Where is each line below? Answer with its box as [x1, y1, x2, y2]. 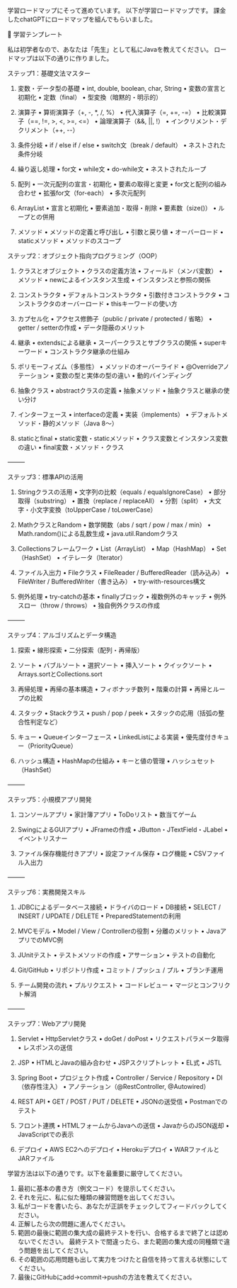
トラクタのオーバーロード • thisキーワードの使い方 [30, 300, 178, 308]
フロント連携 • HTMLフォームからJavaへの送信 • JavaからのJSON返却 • [17, 1121, 230, 1129]
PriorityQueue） [30, 741, 78, 750]
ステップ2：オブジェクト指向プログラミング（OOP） [7, 252, 161, 260]
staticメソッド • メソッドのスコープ [17, 237, 122, 245]
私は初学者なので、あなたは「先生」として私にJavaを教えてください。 [7, 45, 213, 53]
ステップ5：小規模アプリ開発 [7, 795, 92, 803]
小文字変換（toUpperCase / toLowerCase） [30, 505, 157, 514]
